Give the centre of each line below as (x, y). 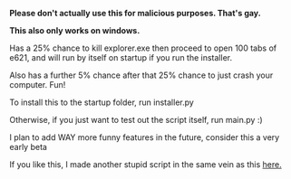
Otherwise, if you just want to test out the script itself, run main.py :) (136, 120)
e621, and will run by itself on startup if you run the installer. (121, 57)
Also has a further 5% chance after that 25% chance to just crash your (141, 75)
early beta (29, 147)
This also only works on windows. (75, 30)
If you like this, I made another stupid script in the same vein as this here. (146, 165)
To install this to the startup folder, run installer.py (102, 102)
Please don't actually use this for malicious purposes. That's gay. (135, 13)
